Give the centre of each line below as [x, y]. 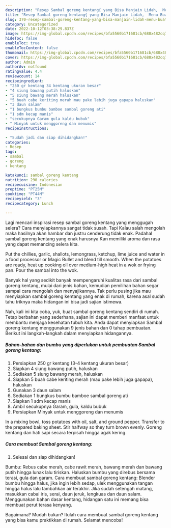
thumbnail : [17, 52]
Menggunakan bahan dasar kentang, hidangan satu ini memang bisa [77, 499]
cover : [12, 57]
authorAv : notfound [26, 67]
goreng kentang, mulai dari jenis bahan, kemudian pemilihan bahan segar [82, 285]
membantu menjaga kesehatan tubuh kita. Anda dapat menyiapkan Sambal [84, 322]
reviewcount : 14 [22, 76]
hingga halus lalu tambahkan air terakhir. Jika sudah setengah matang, [79, 488]
